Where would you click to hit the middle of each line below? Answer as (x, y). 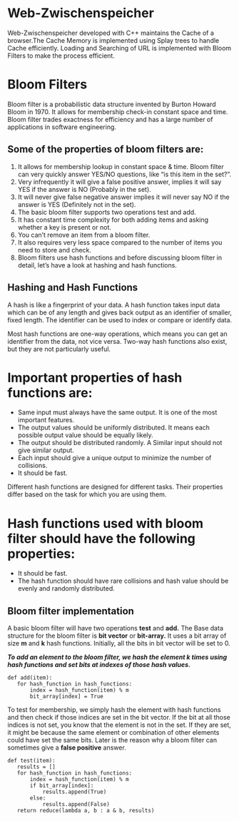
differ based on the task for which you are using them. (87, 494)
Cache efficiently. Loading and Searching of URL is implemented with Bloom (119, 48)
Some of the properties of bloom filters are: (106, 149)
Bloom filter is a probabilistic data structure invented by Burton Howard (112, 104)
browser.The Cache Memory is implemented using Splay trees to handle (113, 40)
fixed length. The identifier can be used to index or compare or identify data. (120, 320)
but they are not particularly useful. (59, 349)
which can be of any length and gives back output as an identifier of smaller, (120, 312)
